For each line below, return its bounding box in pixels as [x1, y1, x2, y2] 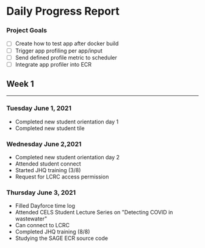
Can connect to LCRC [15, 222, 70, 229]
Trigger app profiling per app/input [15, 47, 103, 54]
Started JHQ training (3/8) [15, 167, 81, 174]
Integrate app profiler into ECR [15, 60, 92, 68]
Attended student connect [15, 160, 81, 167]
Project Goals [6, 26, 48, 35]
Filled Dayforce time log [15, 202, 75, 210]
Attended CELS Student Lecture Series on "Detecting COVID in [15, 209, 173, 216]
